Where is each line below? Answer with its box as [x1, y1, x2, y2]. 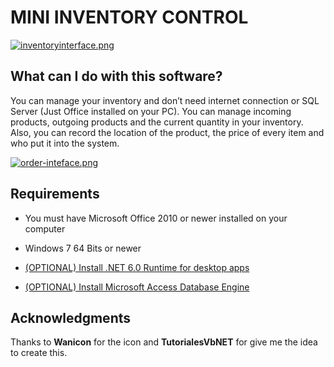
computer [24, 222, 66, 235]
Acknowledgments [10, 309, 132, 326]
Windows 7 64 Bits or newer [24, 242, 142, 254]
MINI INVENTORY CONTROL [10, 6, 249, 29]
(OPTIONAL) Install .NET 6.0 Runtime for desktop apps [24, 261, 250, 273]
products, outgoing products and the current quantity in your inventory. [10, 116, 304, 128]
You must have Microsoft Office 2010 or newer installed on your [24, 212, 288, 224]
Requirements [10, 186, 100, 203]
